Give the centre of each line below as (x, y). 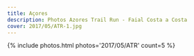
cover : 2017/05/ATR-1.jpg (44, 26)
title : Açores (28, 13)
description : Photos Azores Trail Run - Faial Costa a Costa (97, 20)
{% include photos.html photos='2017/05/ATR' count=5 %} (91, 46)
